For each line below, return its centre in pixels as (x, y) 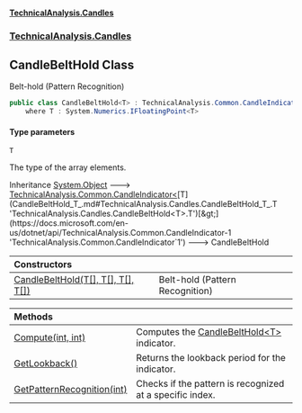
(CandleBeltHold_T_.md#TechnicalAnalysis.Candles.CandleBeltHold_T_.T (143, 204)
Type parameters (42, 131)
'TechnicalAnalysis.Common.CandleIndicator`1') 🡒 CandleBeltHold (139, 242)
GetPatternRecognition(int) (71, 390)
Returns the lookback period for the (211, 358)
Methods (34, 317)
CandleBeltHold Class (72, 64)
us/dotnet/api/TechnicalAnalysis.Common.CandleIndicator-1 (120, 233)
